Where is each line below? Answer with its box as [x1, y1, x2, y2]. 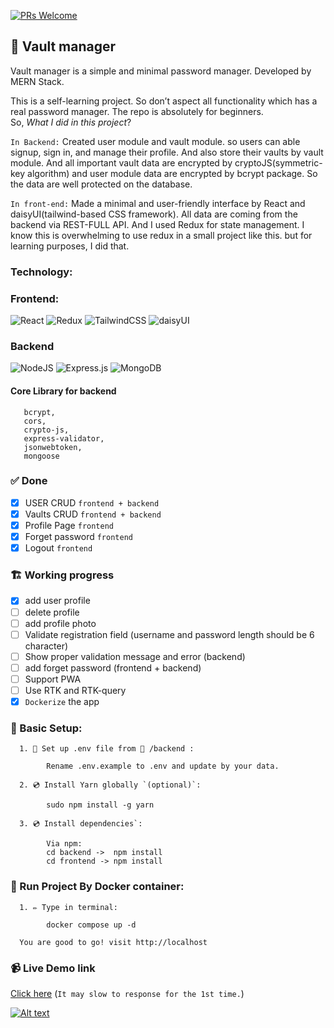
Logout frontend [24, 542, 93, 554]
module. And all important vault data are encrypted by [10, 156, 233, 169]
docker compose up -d [46, 920, 137, 930]
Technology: [10, 265, 73, 279]
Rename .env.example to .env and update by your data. [46, 761, 280, 772]
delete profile [24, 606, 80, 618]
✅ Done [10, 474, 48, 488]
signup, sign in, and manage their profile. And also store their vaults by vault [10, 146, 324, 158]
